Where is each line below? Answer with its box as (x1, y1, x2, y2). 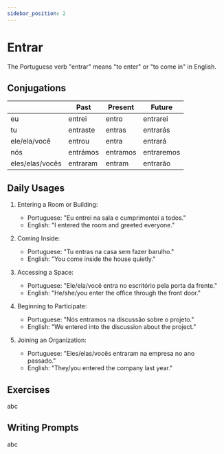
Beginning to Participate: (16, 302, 87, 310)
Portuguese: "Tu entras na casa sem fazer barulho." (27, 248, 175, 256)
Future (150, 102, 173, 112)
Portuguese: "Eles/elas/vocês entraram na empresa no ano (27, 350, 195, 358)
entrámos (68, 148, 100, 157)
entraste (68, 125, 96, 135)
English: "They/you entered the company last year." (27, 364, 173, 372)
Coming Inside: (16, 234, 60, 242)
